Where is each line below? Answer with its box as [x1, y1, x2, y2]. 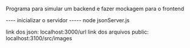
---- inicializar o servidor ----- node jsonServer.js [5, 17, 130, 23]
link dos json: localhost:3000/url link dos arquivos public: [5, 28, 149, 35]
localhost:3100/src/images [5, 35, 72, 41]
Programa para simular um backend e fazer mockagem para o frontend [5, 5, 185, 12]
